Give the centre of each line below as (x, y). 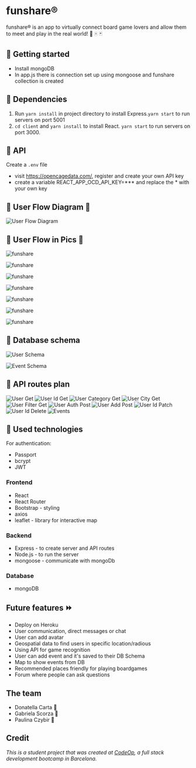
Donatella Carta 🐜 (36, 707)
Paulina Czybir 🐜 (34, 719)
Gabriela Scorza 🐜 (36, 713)
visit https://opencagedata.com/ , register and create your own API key (99, 176)
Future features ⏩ (39, 608)
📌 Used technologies (44, 429)
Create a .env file (27, 165)
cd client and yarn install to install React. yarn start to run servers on (102, 126)
